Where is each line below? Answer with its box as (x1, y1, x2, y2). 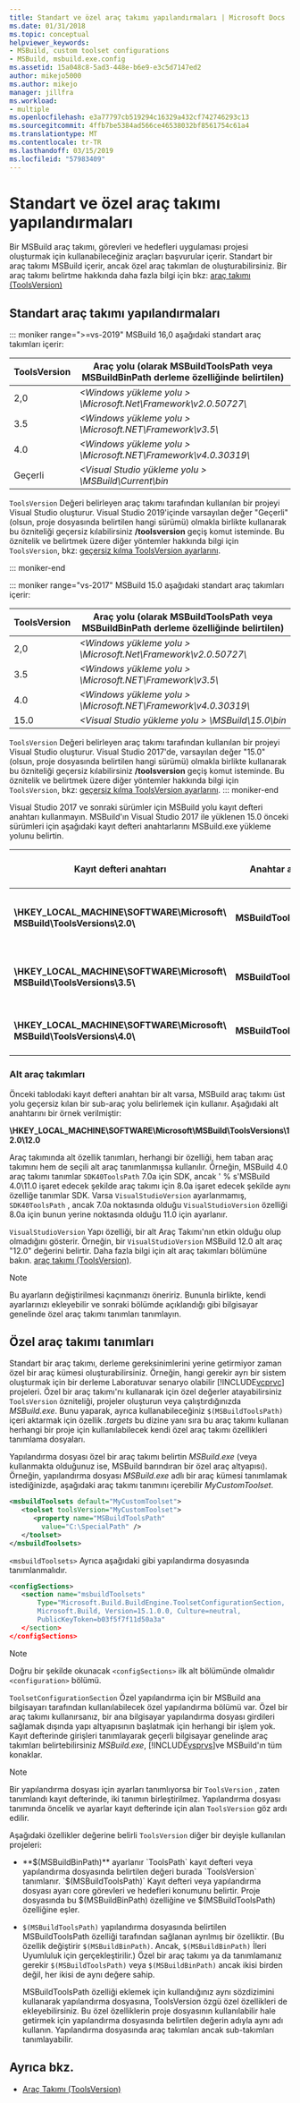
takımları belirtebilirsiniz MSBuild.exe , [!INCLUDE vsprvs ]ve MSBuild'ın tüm (9, 1740, 283, 1750)
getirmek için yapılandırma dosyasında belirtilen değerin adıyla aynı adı (21, 2014, 284, 2025)
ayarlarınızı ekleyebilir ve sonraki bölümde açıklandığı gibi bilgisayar (9, 1298, 259, 1309)
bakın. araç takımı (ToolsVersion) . (9, 1255, 132, 1265)
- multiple (9, 105, 50, 114)
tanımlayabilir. (21, 2033, 74, 2045)
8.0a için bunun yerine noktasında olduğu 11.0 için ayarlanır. (9, 1209, 228, 1220)
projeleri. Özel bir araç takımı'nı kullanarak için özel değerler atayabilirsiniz (9, 1386, 283, 1397)
